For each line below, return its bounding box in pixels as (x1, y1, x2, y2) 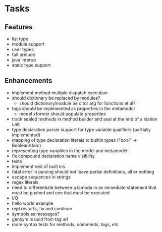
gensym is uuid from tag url (11, 216, 68, 222)
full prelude (11, 52, 36, 58)
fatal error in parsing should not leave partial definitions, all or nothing (11, 169, 155, 174)
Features (4, 23, 33, 31)
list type (11, 36, 28, 42)
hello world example (11, 200, 54, 206)
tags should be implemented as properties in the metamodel (11, 105, 135, 112)
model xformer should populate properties (19, 111, 106, 116)
